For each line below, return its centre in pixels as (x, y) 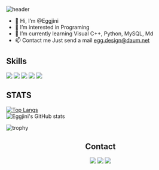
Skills (16, 61)
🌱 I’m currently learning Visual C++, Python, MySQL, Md (84, 34)
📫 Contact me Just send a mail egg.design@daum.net (82, 40)
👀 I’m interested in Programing (52, 27)
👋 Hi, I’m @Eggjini (36, 21)
